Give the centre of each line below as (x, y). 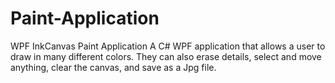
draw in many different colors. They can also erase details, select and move (166, 56)
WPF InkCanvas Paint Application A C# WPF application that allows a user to (168, 46)
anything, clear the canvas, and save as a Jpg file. (113, 67)
